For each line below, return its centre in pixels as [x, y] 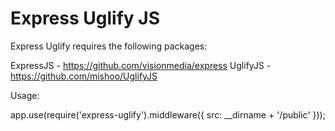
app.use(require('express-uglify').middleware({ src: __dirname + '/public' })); [168, 114]
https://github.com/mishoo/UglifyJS [84, 76]
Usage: [25, 95]
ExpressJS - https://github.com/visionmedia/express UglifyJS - [141, 65]
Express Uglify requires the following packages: [109, 46]
